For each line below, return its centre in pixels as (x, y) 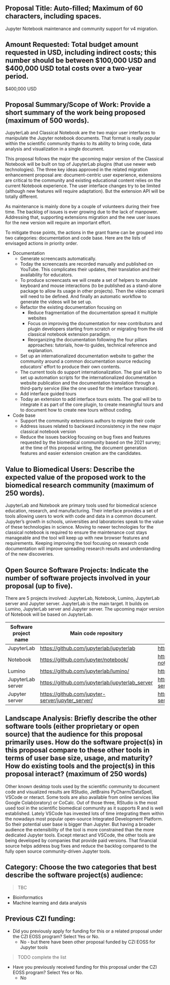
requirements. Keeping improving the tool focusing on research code (77, 543)
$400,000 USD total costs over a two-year (74, 68)
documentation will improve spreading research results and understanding (83, 548)
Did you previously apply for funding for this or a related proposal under (88, 931)
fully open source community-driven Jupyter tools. (58, 851)
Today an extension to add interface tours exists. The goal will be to (91, 399)
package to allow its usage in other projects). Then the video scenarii (92, 291)
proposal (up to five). (39, 586)
